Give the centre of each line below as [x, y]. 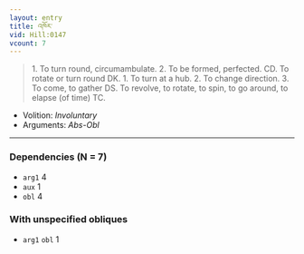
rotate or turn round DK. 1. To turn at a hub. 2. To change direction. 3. [160, 79]
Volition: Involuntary [60, 115]
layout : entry [36, 18]
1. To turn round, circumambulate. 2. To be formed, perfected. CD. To [160, 69]
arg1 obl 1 [41, 239]
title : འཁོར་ [31, 26]
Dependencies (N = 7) [58, 157]
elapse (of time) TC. [68, 98]
